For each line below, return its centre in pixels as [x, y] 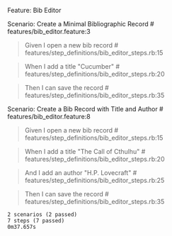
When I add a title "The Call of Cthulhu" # [85, 151]
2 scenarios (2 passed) [42, 215]
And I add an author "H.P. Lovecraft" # [81, 173]
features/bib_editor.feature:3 [49, 32]
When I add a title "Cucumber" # [72, 66]
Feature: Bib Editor [34, 10]
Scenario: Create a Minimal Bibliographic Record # [81, 24]
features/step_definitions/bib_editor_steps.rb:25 [94, 180]
